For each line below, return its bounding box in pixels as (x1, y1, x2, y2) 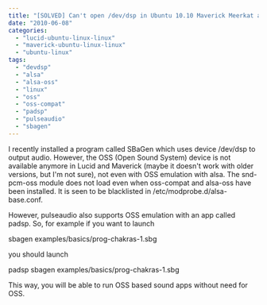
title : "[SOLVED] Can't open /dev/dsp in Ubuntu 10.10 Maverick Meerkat (8, 11, 254, 20)
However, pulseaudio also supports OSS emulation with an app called (8, 210, 236, 219)
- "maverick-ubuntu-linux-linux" (15, 41, 126, 49)
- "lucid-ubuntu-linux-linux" (15, 33, 115, 42)
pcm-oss (8, 178, 38, 187)
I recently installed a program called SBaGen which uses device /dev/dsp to (8, 144, 256, 153)
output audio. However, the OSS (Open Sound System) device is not (8, 152, 231, 162)
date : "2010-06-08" (8, 19, 73, 27)
